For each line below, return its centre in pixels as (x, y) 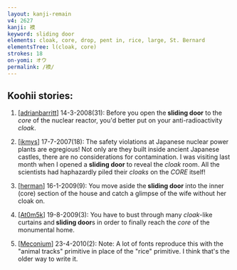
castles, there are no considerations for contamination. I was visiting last (124, 157)
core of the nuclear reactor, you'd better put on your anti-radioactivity (120, 120)
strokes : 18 (25, 54)
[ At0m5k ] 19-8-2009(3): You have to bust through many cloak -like (115, 215)
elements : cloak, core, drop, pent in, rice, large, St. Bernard (106, 41)
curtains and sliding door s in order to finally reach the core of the (114, 222)
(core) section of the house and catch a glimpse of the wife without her (122, 194)
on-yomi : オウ (27, 61)
